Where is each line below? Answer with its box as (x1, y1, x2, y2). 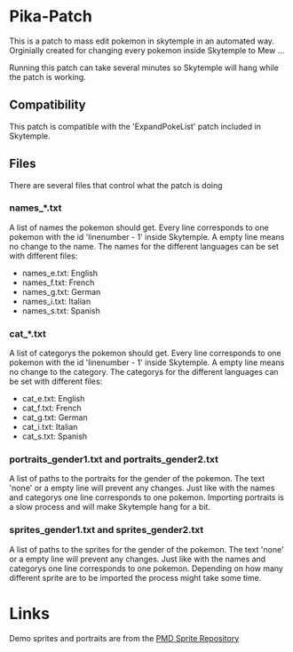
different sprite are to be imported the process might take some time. (9, 572, 262, 583)
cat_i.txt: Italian (21, 422, 78, 433)
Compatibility (9, 98, 86, 113)
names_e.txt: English (21, 267, 99, 278)
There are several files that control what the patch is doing (9, 179, 224, 190)
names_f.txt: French (21, 277, 95, 288)
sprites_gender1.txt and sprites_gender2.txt (9, 524, 204, 537)
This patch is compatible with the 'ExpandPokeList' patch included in (9, 121, 262, 131)
